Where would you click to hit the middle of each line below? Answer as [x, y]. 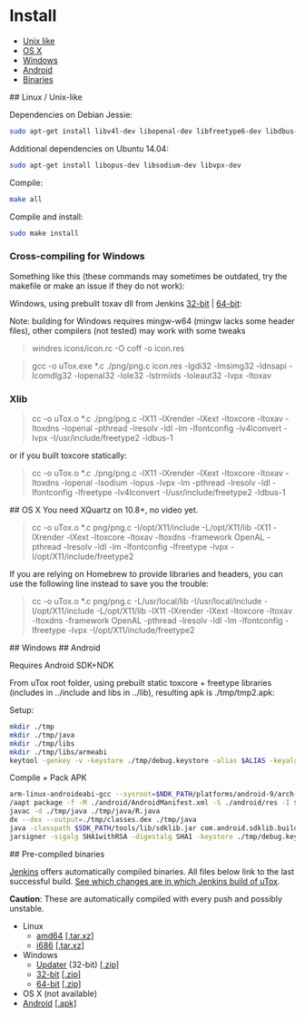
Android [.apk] [49, 1002]
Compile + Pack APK [48, 777]
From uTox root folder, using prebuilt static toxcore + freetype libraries [141, 683]
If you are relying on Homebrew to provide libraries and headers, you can [146, 574]
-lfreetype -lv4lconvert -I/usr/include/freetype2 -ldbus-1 [180, 493]
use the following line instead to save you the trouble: [109, 584]
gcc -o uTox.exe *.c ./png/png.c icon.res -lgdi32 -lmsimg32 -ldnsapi [159, 366]
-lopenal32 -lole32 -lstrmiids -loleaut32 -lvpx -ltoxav [173, 375]
